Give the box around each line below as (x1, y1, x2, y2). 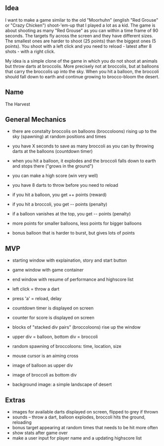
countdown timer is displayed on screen (12, 305, 94, 311)
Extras (5, 396, 26, 404)
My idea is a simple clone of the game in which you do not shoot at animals (5, 58, 158, 64)
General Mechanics (5, 115, 66, 124)
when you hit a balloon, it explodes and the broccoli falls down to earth (12, 158, 156, 164)
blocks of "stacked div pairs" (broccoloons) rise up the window (12, 324, 141, 330)
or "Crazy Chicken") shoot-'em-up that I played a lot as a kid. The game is (5, 22, 156, 28)
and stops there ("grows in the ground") (12, 163, 94, 169)
